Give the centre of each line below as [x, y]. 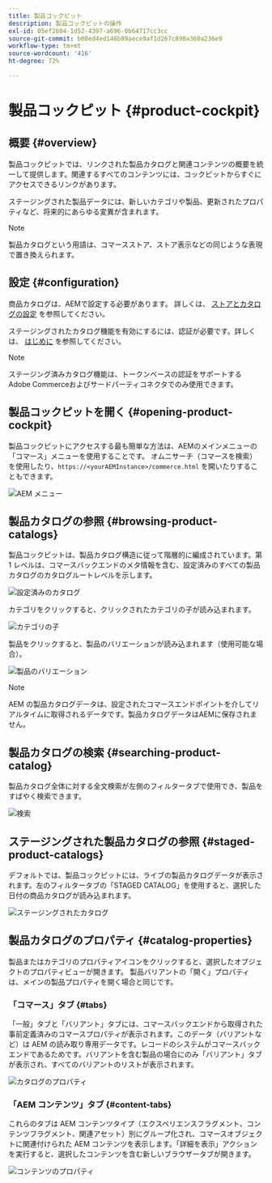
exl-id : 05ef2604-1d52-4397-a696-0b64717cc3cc [88, 31]
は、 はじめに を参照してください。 [67, 341]
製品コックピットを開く [67, 413]
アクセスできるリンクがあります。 [65, 184]
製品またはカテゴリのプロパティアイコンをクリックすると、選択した [121, 961]
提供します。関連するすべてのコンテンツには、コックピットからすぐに [146, 174]
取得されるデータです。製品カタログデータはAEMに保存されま [154, 714]
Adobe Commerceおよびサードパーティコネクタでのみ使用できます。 [123, 384]
